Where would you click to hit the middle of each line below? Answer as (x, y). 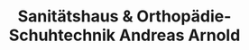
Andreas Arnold (180, 35)
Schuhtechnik (62, 35)
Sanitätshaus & (75, 17)
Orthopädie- (184, 17)
